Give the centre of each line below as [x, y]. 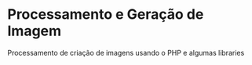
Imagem [35, 31]
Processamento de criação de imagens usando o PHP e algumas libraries [126, 52]
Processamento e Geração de [106, 14]
